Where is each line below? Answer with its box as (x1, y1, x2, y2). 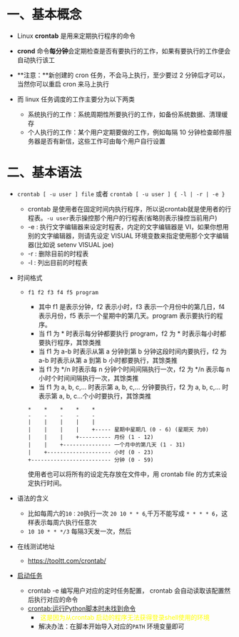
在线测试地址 (16, 542, 55, 551)
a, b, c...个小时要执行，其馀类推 (59, 391, 151, 400)
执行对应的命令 (34, 595, 78, 603)
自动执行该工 (16, 55, 55, 64)
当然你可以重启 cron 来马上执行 (16, 79, 110, 88)
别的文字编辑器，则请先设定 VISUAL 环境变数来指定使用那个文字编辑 (27, 231, 229, 240)
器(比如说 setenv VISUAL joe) (27, 240, 114, 249)
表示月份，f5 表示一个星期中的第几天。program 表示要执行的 (38, 311, 217, 320)
